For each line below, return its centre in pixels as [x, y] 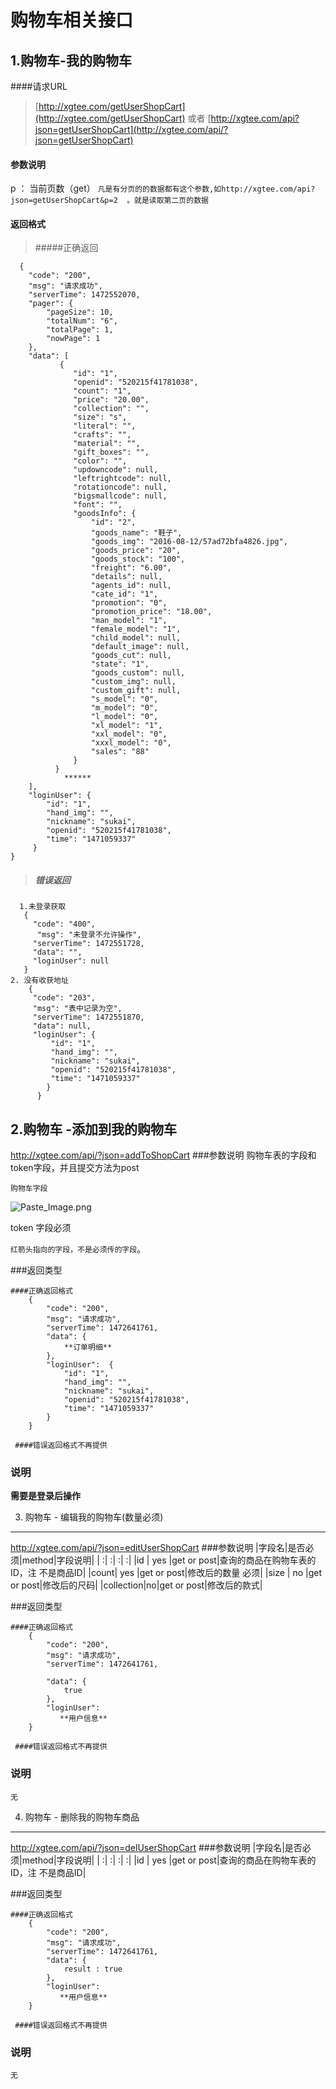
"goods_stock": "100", [138, 559]
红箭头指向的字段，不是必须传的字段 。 [78, 1249]
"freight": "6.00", [131, 568]
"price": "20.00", [111, 400]
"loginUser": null [71, 961]
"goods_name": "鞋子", [136, 533]
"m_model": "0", [124, 708]
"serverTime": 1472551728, [88, 944]
